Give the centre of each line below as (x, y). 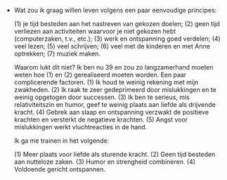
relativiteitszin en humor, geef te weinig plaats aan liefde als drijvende (115, 104)
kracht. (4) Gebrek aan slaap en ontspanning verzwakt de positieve (111, 112)
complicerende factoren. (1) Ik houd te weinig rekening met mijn (106, 82)
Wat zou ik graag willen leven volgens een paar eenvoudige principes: (115, 10)
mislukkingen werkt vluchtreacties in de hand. (80, 127)
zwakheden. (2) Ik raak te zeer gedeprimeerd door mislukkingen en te (115, 90)
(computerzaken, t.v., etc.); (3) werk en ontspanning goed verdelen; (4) (117, 39)
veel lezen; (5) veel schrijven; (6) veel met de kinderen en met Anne (112, 46)
